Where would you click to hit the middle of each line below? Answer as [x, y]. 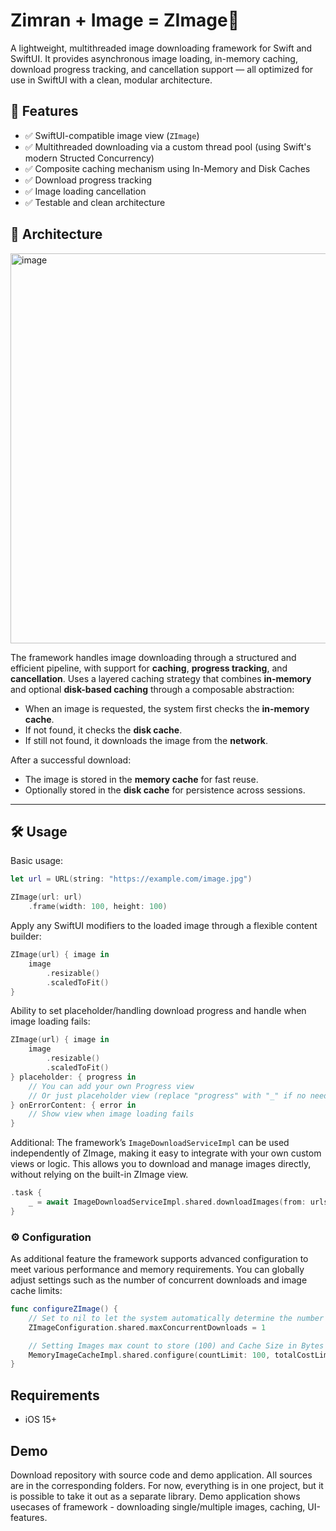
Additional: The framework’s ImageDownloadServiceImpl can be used [150, 1143]
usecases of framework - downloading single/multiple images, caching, [158, 1506]
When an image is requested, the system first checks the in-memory [167, 708]
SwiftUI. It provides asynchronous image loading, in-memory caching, [154, 58]
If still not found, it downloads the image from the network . [146, 740]
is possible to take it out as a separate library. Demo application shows [155, 1496]
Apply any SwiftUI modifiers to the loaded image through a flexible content [164, 925]
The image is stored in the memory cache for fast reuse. [141, 779]
